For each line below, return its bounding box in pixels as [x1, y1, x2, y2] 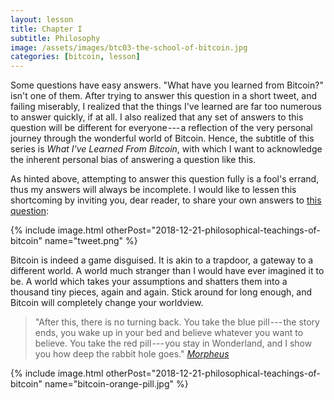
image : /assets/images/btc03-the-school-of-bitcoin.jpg [10, 42, 248, 53]
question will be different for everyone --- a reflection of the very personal [10, 122, 313, 134]
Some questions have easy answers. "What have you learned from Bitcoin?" [10, 79, 324, 91]
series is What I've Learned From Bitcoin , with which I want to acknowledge [10, 143, 323, 155]
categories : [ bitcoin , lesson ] [10, 52, 141, 62]
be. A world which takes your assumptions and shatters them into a [10, 276, 288, 288]
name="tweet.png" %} [44, 235, 138, 247]
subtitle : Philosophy [10, 33, 101, 43]
